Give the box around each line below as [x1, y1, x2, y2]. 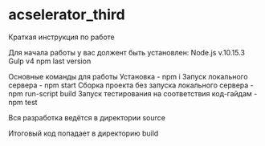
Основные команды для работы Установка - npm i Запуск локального [8, 71, 248, 81]
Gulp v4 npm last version [8, 56, 92, 66]
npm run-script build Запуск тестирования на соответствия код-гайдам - [8, 88, 258, 98]
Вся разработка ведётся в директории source [8, 112, 166, 122]
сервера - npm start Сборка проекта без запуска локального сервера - [8, 80, 255, 90]
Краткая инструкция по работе [8, 32, 115, 42]
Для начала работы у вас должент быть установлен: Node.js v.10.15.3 [8, 47, 246, 57]
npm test [8, 97, 38, 107]
